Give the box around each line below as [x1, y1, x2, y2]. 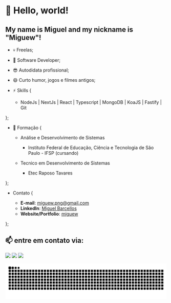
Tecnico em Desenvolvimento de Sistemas [20, 160, 110, 166]
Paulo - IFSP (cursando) [28, 150, 79, 156]
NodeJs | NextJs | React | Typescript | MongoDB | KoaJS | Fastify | [20, 99, 162, 105]
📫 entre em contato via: [5, 236, 84, 245]
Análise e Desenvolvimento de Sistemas [20, 135, 105, 140]
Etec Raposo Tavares [28, 170, 73, 176]
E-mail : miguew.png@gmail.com [20, 200, 90, 206]
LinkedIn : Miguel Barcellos [20, 205, 77, 211]
